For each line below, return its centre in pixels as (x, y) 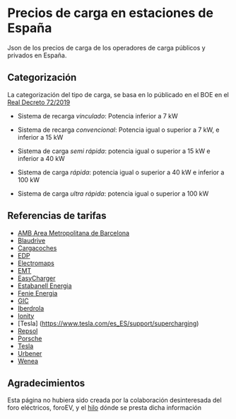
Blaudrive (31, 240)
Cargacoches (37, 248)
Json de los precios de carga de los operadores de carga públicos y (107, 48)
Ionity (26, 315)
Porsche (30, 338)
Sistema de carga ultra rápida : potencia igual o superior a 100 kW (113, 194)
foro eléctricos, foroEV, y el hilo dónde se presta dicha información (104, 408)
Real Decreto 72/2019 (39, 102)
